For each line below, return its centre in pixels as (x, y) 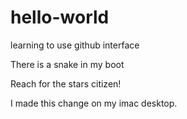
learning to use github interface (75, 45)
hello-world (60, 17)
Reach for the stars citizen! (66, 83)
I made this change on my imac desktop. (94, 103)
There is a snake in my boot (67, 64)
